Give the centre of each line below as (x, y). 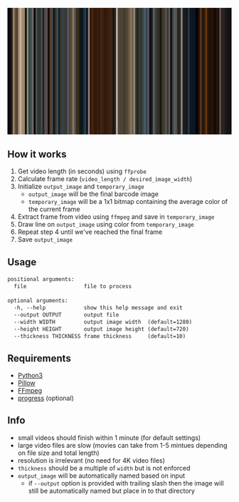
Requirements (39, 358)
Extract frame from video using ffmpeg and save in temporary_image (116, 217)
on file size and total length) (58, 453)
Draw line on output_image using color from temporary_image (106, 225)
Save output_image (45, 240)
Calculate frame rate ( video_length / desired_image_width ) (105, 179)
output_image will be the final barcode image (93, 194)
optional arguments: (38, 301)
